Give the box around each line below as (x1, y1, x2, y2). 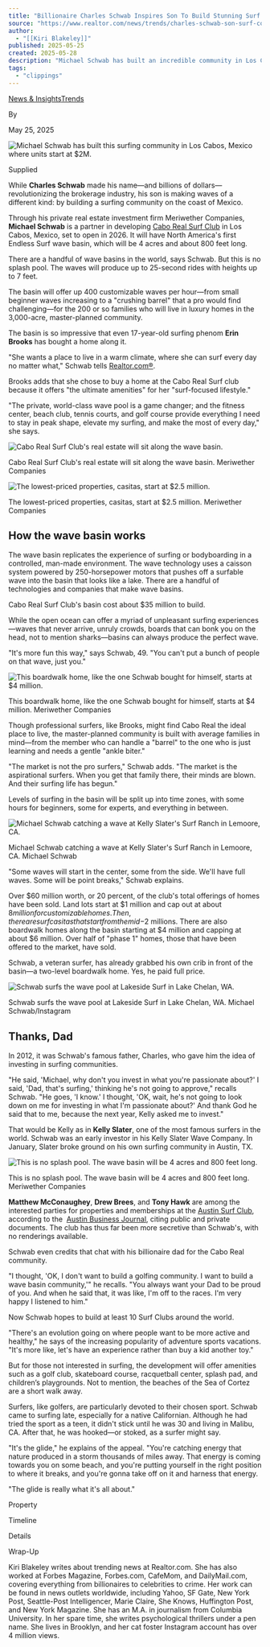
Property (8, 1500, 38, 1509)
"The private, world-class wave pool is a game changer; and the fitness (8, 400, 245, 410)
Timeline (8, 1516, 38, 1526)
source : (8, 19, 35, 27)
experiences (218, 616, 260, 625)
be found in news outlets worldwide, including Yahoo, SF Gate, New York (8, 1588, 251, 1598)
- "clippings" (15, 72, 63, 80)
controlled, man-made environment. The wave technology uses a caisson (8, 558, 252, 568)
